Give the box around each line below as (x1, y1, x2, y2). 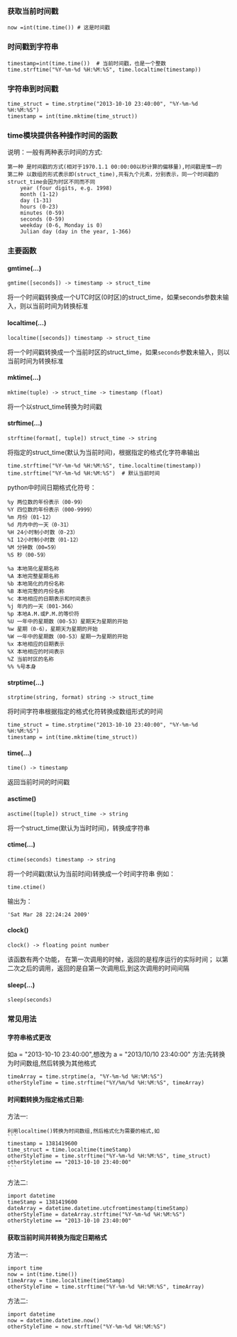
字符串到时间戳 (7, 84, 59, 94)
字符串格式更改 (7, 1033, 51, 1041)
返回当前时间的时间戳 (7, 778, 70, 786)
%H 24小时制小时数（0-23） (7, 529, 79, 536)
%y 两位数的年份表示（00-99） (7, 498, 87, 505)
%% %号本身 (7, 663, 37, 670)
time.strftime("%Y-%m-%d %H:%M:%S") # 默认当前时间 (7, 470, 160, 477)
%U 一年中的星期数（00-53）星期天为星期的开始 (7, 617, 128, 625)
